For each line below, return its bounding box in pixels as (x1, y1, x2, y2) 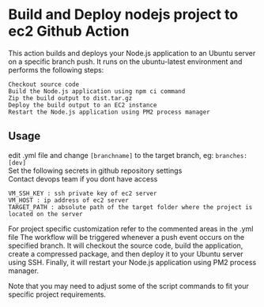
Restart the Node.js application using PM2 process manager (8, 108, 211, 116)
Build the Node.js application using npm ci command (8, 87, 186, 95)
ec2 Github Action (8, 22, 130, 40)
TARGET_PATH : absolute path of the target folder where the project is (8, 203, 253, 211)
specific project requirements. (8, 290, 107, 299)
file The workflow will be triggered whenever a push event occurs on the (8, 232, 245, 241)
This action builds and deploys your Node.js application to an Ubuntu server (8, 48, 256, 58)
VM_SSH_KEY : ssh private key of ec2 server (8, 189, 157, 197)
